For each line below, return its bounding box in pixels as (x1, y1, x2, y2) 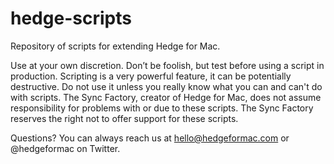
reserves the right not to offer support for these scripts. (10, 112, 239, 124)
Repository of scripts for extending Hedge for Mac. (10, 40, 221, 52)
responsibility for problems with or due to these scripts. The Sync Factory (10, 102, 314, 114)
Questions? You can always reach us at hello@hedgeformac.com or (10, 132, 290, 144)
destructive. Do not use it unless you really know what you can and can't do (10, 80, 323, 92)
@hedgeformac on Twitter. (10, 142, 121, 154)
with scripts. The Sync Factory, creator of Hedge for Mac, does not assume (10, 91, 322, 103)
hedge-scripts (10, 7, 132, 30)
